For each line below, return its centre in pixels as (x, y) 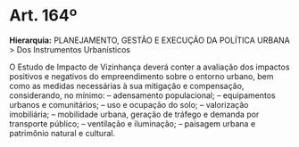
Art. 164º (43, 16)
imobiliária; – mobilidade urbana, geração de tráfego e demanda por (134, 114)
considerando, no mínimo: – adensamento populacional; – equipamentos (142, 95)
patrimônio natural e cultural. (62, 133)
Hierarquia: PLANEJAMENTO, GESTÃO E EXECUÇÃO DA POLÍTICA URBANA (149, 40)
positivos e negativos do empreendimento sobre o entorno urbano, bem (141, 76)
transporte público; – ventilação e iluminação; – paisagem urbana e (133, 123)
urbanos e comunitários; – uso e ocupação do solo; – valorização (129, 104)
